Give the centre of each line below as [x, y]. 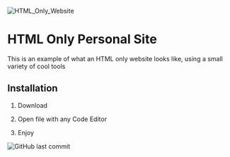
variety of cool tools [36, 66]
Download [33, 105]
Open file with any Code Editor [62, 119]
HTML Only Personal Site [82, 39]
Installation [33, 88]
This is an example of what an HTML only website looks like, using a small [115, 58]
